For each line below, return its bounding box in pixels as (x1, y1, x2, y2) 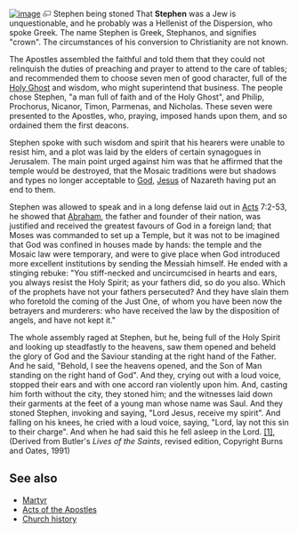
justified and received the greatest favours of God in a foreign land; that (9, 220, 272, 231)
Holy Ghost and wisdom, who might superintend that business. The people (9, 83, 283, 92)
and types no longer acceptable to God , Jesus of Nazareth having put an (9, 175, 277, 186)
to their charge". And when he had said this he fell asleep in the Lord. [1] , (9, 426, 276, 437)
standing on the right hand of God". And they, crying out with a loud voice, (9, 370, 282, 380)
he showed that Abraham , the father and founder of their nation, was (9, 211, 261, 221)
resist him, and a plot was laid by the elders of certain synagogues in (9, 147, 262, 157)
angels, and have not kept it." (9, 315, 117, 325)
